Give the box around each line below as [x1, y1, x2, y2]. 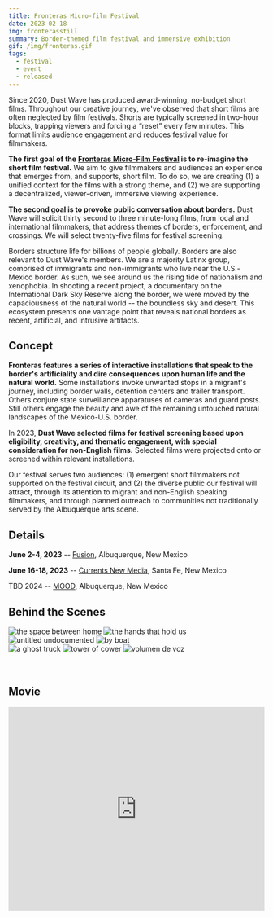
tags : [8, 50, 27, 58]
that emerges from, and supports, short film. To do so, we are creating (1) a [8, 171, 260, 181]
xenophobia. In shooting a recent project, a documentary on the [8, 280, 222, 290]
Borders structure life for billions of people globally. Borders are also [8, 246, 237, 256]
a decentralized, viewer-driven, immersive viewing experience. [8, 188, 219, 198]
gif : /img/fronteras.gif [8, 42, 93, 51]
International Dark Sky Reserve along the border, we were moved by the [8, 289, 249, 299]
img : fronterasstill [8, 27, 79, 35]
